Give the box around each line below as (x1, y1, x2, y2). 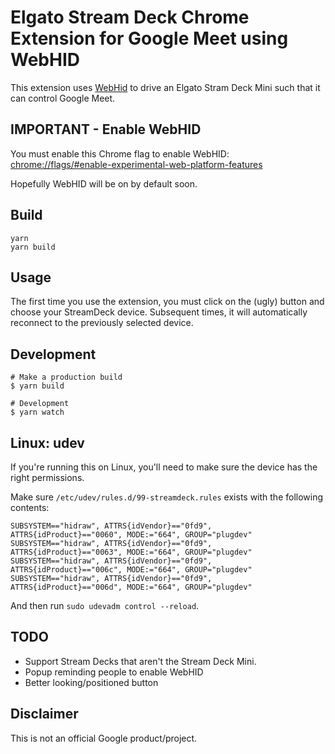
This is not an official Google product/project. (10, 732, 198, 744)
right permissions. (10, 472, 85, 483)
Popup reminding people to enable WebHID (24, 666, 204, 678)
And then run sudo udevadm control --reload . (10, 600, 200, 611)
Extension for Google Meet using (10, 27, 289, 50)
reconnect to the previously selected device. (10, 317, 194, 329)
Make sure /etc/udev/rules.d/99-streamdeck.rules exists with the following (10, 491, 324, 503)
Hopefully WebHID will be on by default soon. (10, 177, 198, 190)
